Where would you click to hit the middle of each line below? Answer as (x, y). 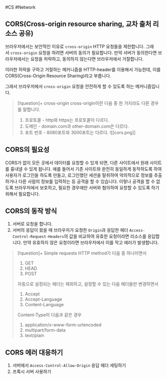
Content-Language (44, 305)
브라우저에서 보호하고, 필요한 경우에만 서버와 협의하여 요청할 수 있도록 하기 (87, 188)
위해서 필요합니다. (23, 193)
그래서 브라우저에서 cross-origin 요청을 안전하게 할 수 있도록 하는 (70, 86)
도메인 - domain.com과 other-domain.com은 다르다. (77, 126)
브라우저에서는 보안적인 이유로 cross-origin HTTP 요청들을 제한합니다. (75, 46)
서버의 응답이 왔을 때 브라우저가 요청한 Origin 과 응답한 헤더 (70, 230)
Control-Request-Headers (38, 237)
